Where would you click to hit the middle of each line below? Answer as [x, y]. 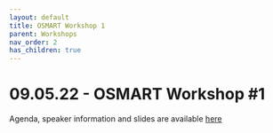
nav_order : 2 [33, 42]
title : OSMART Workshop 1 [57, 26]
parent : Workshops [43, 34]
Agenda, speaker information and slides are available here [116, 119]
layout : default [39, 17]
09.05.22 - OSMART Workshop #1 [137, 94]
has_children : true [45, 51]
